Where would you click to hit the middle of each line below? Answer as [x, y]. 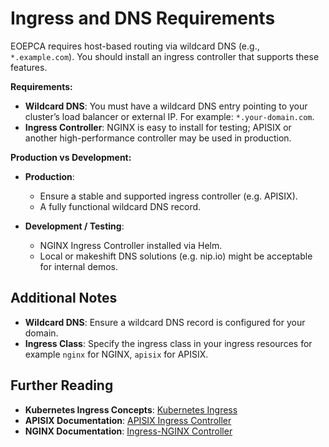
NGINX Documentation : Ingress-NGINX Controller [128, 431]
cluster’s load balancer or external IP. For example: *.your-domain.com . [169, 116]
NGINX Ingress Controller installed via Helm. [131, 245]
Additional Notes [64, 298]
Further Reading [62, 385]
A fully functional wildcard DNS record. [120, 206]
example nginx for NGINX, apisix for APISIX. [116, 354]
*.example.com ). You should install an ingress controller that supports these [165, 56]
